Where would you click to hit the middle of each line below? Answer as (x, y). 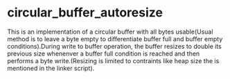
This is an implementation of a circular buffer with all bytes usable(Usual (110, 32)
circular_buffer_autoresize (85, 13)
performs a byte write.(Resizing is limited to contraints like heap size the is (113, 60)
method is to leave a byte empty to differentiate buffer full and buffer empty (115, 38)
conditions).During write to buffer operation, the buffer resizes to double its (114, 46)
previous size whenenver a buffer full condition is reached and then (104, 54)
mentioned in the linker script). (51, 68)
